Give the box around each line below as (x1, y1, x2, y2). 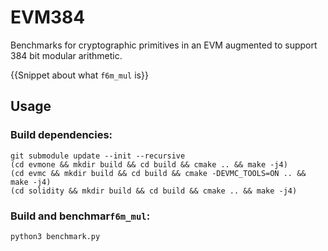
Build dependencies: (10, 128, 113, 142)
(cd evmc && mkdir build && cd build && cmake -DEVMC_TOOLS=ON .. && (10, 168, 307, 178)
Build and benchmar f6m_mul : (10, 209, 151, 223)
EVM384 (10, 6, 86, 29)
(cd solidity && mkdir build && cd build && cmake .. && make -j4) (10, 186, 298, 196)
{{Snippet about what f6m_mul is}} (10, 69, 149, 81)
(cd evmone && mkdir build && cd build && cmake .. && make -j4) (10, 159, 288, 170)
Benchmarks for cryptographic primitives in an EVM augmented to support (10, 39, 318, 51)
